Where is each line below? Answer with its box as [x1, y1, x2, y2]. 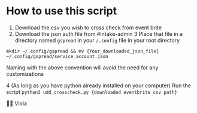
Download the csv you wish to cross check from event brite [14, 24, 162, 31]
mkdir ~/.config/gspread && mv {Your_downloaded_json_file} [6, 48, 160, 54]
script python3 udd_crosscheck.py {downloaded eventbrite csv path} [6, 88, 178, 95]
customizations [6, 70, 44, 77]
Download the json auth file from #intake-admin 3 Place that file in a [14, 30, 183, 37]
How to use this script [6, 4, 117, 18]
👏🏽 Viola [6, 100, 28, 107]
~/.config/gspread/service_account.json [6, 53, 109, 59]
